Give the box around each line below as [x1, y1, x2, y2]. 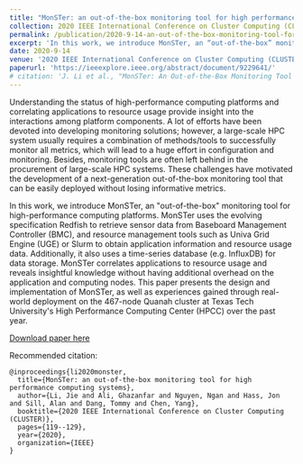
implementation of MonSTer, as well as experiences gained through [9, 286, 260, 297]
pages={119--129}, [17, 423, 87, 432]
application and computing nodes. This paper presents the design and [9, 277, 271, 287]
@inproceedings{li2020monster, [9, 367, 127, 377]
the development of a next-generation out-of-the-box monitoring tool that [9, 173, 284, 184]
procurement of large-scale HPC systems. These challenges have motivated [9, 163, 293, 174]
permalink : [9, 30, 50, 39]
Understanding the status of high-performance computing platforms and [9, 96, 280, 107]
